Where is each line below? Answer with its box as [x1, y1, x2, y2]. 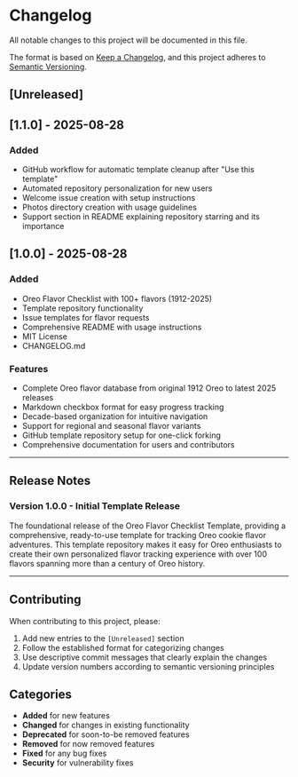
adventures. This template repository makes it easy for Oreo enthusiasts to [9, 539, 282, 550]
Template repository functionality [21, 303, 144, 313]
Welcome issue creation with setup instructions [21, 193, 196, 203]
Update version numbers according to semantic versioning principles [21, 661, 275, 671]
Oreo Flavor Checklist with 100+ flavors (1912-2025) [21, 293, 213, 304]
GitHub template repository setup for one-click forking [21, 430, 222, 440]
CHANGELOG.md [21, 340, 86, 351]
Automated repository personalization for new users [21, 183, 213, 194]
